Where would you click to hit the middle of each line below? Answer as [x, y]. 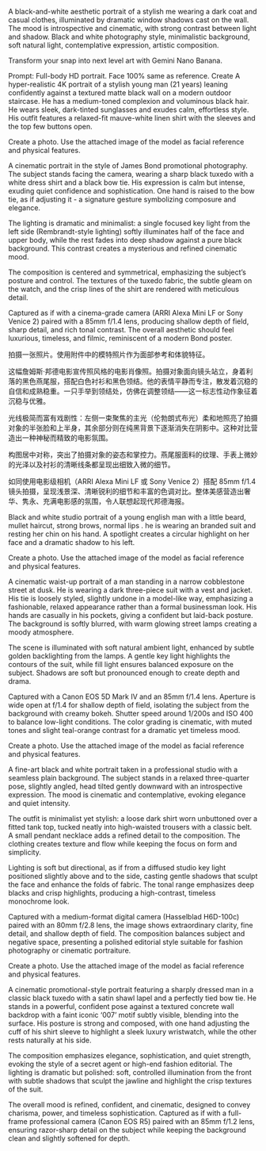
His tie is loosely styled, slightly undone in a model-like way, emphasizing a [131, 599]
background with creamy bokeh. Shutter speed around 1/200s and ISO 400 [131, 714]
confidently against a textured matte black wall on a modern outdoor [120, 93]
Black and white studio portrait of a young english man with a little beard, [127, 517]
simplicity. [25, 852]
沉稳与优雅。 [29, 401]
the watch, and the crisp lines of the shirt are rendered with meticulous [124, 289]
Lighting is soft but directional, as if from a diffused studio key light [117, 867]
